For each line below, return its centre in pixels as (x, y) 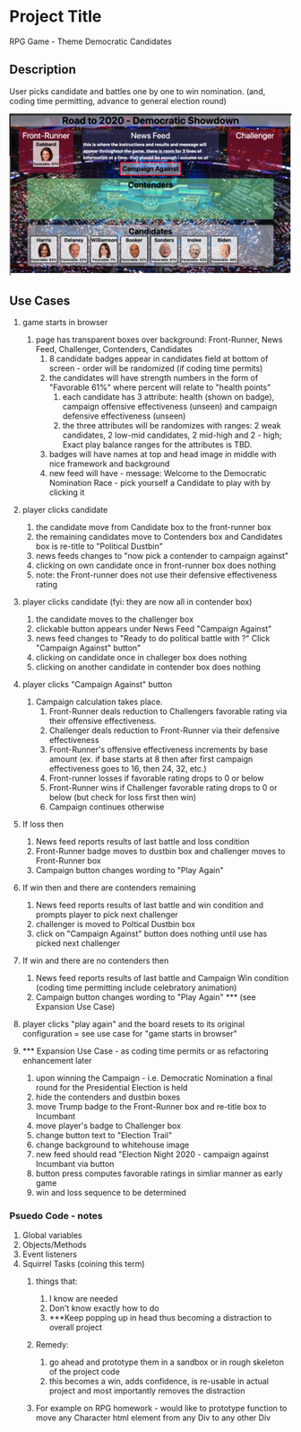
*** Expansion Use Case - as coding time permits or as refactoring (145, 1051)
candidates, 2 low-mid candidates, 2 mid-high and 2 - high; (172, 435)
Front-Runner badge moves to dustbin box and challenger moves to (160, 851)
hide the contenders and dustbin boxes (108, 1097)
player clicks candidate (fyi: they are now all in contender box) (137, 601)
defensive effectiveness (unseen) (124, 416)
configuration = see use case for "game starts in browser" (129, 1033)
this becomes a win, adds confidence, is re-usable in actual (159, 1382)
